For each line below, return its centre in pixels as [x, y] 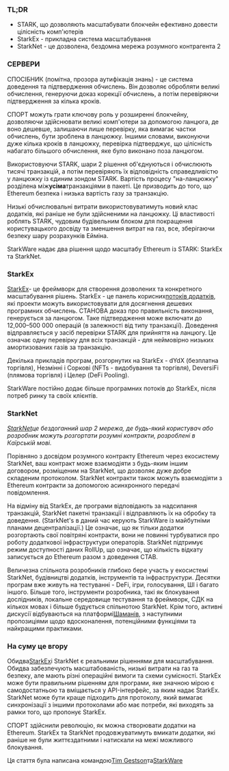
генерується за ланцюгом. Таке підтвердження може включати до [105, 318]
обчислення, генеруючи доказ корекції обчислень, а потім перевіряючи [113, 93]
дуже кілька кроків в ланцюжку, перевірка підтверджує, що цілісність [110, 143]
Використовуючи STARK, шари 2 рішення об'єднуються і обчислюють [110, 164]
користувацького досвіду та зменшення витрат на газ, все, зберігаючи [111, 228]
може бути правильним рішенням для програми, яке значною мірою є [111, 683]
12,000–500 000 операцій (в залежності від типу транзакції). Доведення [113, 325]
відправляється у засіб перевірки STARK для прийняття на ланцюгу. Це [112, 332]
